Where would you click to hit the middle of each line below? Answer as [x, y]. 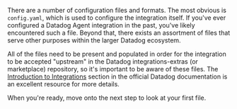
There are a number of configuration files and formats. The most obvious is [117, 10]
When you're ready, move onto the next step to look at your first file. [107, 98]
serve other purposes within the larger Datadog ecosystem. [94, 40]
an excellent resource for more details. [64, 84]
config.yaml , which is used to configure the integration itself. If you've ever [117, 18]
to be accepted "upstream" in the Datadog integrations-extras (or [103, 62]
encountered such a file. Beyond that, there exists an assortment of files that [119, 33]
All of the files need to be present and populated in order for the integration [117, 54]
